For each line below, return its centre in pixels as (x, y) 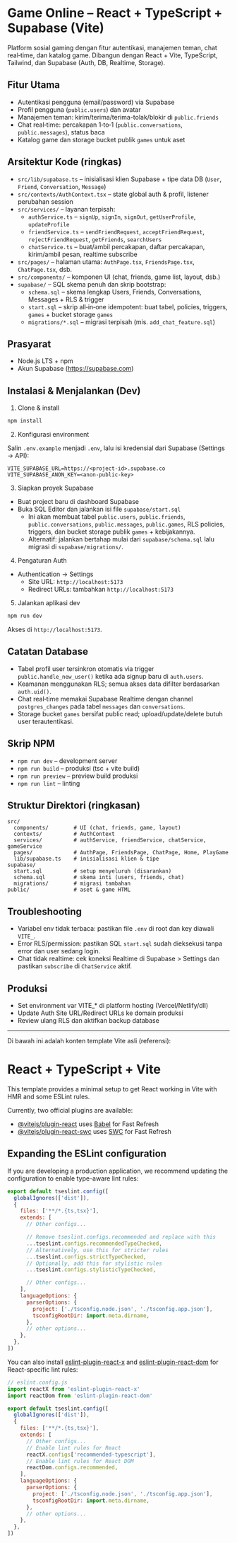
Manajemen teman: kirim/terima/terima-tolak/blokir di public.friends (118, 117)
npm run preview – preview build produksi (78, 776)
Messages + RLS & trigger (66, 299)
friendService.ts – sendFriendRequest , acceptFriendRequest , (116, 231)
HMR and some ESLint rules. (49, 1096)
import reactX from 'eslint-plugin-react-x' (74, 1389)
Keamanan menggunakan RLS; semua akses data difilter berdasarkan (119, 684)
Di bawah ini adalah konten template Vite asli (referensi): (89, 1041)
